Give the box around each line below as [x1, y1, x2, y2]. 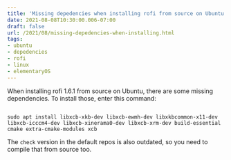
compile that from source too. [7, 145, 92, 153]
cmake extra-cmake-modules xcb [7, 126, 98, 132]
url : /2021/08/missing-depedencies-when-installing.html [7, 29, 175, 37]
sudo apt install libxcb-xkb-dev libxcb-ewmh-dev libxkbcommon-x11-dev [7, 113, 218, 121]
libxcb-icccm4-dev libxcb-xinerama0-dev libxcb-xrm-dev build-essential [7, 119, 221, 126]
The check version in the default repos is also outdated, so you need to [7, 137, 208, 146]
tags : [7, 36, 23, 43]
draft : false [7, 23, 45, 30]
